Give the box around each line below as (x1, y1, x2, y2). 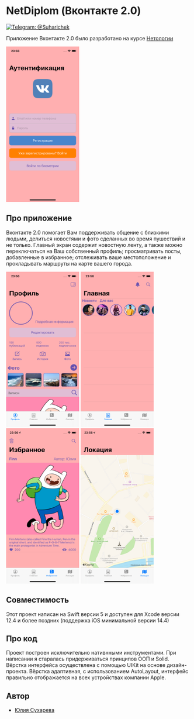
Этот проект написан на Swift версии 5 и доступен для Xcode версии (6, 610, 179, 618)
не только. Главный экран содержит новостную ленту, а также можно (6, 241, 183, 248)
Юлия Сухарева (14, 707, 55, 714)
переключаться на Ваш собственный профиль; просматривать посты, (6, 247, 182, 254)
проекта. (6, 668, 28, 675)
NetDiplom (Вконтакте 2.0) (6, 4, 141, 18)
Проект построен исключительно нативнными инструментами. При (6, 649, 176, 656)
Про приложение (6, 214, 72, 223)
